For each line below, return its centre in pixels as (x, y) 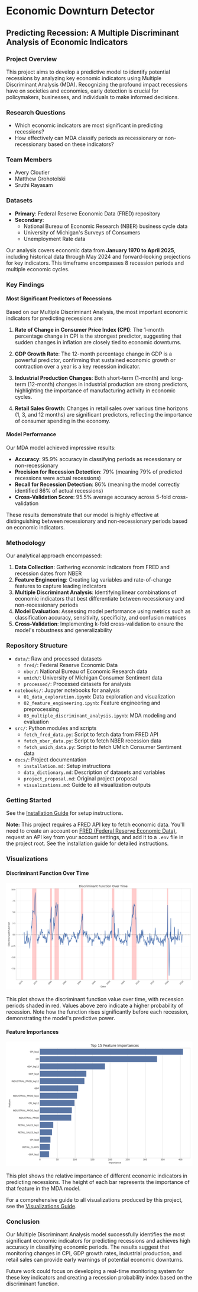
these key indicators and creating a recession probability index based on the (99, 1278)
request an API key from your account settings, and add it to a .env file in (95, 837)
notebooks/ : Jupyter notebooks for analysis (67, 690)
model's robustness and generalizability (63, 630)
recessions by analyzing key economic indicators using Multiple (84, 78)
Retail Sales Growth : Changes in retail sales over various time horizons (101, 408)
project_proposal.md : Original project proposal (80, 778)
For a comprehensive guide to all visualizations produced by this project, (95, 1199)
